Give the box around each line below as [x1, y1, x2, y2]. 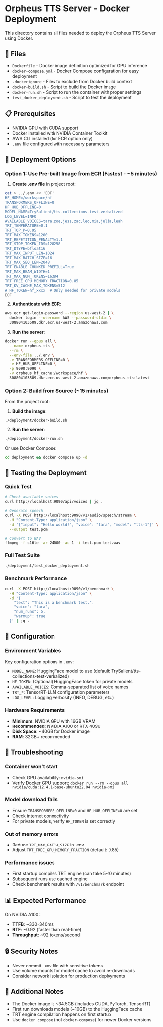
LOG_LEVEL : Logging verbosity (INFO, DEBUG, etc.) [12, 694, 114, 700]
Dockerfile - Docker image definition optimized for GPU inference [12, 62, 147, 68]
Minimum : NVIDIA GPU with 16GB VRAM [12, 718, 96, 724]
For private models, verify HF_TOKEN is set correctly [12, 818, 115, 824]
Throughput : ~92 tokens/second [12, 932, 80, 938]
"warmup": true [14, 614, 46, 619]
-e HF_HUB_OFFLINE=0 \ [9, 362, 56, 367]
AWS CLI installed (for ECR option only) [12, 135, 93, 141]
